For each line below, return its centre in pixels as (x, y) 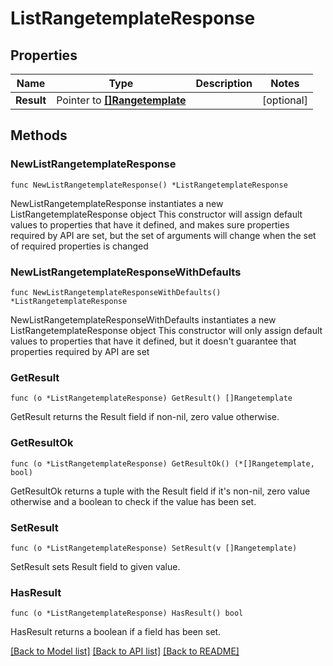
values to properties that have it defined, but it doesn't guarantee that (153, 341)
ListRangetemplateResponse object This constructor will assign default (156, 214)
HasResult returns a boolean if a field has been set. (116, 632)
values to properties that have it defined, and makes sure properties (150, 224)
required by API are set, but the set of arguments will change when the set (163, 235)
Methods (39, 135)
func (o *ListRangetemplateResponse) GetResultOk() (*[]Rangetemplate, (162, 463)
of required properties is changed (79, 246)
